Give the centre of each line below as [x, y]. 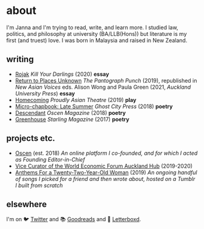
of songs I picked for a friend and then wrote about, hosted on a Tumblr [105, 179]
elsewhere [27, 204]
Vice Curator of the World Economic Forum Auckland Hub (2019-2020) [104, 166]
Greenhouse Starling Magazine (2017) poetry [72, 119]
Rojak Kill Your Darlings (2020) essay [62, 74]
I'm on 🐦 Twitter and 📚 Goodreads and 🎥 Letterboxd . [74, 219]
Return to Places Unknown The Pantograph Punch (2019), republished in [106, 80]
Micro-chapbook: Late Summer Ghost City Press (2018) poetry [94, 106]
